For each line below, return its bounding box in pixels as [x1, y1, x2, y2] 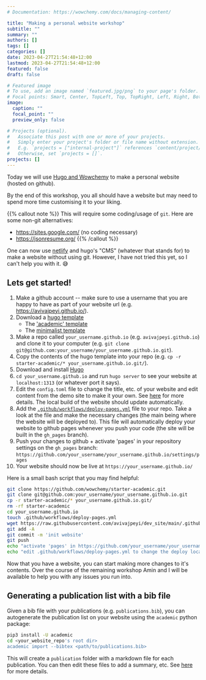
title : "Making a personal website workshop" [7, 20, 125, 26]
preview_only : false [12, 117, 65, 123]
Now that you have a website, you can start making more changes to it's [7, 560, 189, 568]
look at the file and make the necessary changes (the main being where [15, 411, 197, 419]
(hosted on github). [7, 179, 56, 187]
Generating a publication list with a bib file [7, 590, 171, 601]
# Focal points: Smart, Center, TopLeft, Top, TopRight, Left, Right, [7, 94, 191, 100]
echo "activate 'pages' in [7, 543, 76, 549]
